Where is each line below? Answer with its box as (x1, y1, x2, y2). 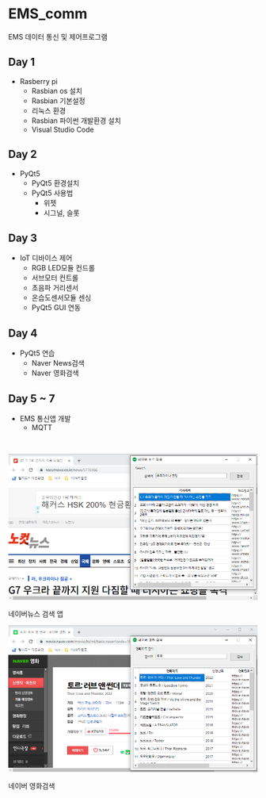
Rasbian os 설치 (31, 86, 83, 95)
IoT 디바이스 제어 (19, 253, 73, 263)
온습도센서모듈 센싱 (31, 293, 92, 302)
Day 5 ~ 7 (8, 392, 55, 405)
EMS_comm (8, 5, 88, 23)
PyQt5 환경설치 (31, 178, 80, 187)
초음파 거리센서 (31, 283, 79, 293)
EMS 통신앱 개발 (19, 414, 71, 423)
